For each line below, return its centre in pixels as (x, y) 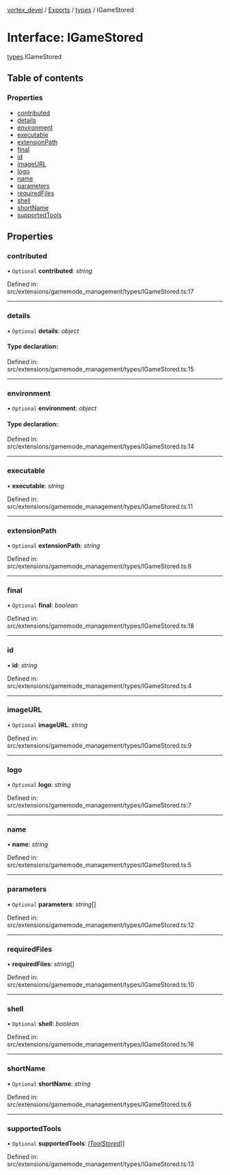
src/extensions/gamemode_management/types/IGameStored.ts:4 (100, 685)
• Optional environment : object (52, 409)
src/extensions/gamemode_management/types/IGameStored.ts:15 (101, 369)
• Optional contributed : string (50, 271)
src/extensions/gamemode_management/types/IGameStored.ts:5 (99, 865)
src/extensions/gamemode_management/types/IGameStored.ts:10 (101, 984)
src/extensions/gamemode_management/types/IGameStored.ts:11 (100, 506)
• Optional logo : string (39, 785)
